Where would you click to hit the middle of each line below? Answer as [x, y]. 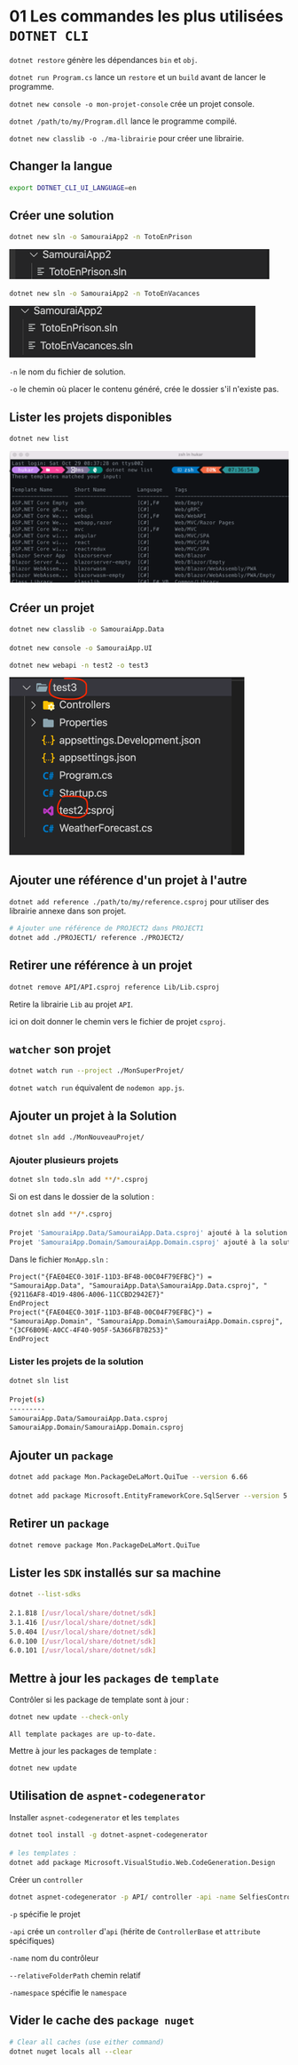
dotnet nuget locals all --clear [71, 2052]
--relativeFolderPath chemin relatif [75, 1975]
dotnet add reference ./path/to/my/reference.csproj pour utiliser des [139, 902]
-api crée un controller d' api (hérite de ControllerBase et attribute [135, 1932]
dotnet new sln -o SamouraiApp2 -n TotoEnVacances [105, 294]
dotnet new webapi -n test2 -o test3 [79, 665]
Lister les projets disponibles [91, 417]
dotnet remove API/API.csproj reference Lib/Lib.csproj [114, 987]
